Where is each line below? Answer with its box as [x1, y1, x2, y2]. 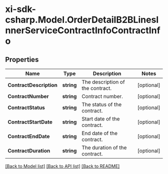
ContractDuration [7, 147, 50, 154]
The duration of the [81, 144, 127, 151]
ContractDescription [7, 81, 57, 88]
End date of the [81, 130, 118, 136]
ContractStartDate [7, 118, 52, 125]
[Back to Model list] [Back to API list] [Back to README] [5, 163, 120, 169]
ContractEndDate [7, 133, 50, 139]
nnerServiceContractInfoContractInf [5, 25, 161, 36]
